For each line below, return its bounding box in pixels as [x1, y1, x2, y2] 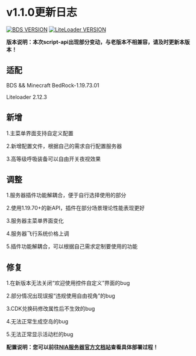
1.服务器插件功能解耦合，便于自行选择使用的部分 [6, 191, 127, 199]
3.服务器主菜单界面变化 [6, 217, 65, 224]
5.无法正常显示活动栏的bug [6, 331, 74, 338]
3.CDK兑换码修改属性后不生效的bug [6, 305, 95, 313]
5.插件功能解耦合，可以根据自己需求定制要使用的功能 [6, 243, 138, 250]
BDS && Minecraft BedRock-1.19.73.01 [6, 81, 100, 89]
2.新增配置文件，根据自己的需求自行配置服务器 [6, 142, 122, 150]
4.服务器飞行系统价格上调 [6, 230, 69, 237]
